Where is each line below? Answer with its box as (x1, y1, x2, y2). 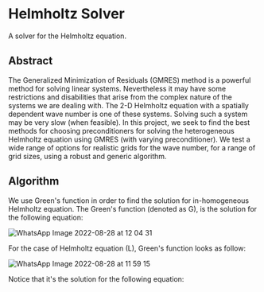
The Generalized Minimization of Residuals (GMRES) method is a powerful (8, 75, 251, 84)
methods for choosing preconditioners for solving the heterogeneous (8, 126, 235, 135)
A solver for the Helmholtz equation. (8, 31, 127, 41)
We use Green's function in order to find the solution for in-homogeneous (8, 196, 249, 205)
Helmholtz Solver (8, 5, 126, 23)
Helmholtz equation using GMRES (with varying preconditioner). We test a (8, 134, 250, 144)
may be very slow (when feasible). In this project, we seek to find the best (8, 117, 250, 127)
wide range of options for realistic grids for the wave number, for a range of (8, 142, 256, 152)
